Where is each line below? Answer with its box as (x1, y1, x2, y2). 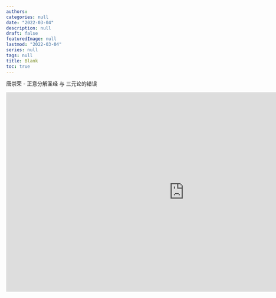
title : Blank (6, 58, 38, 64)
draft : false (6, 31, 38, 37)
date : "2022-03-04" (6, 19, 54, 25)
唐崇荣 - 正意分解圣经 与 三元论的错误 (6, 80, 97, 87)
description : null (6, 25, 51, 31)
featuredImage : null (6, 36, 57, 42)
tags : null (6, 52, 33, 58)
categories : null (6, 14, 49, 20)
